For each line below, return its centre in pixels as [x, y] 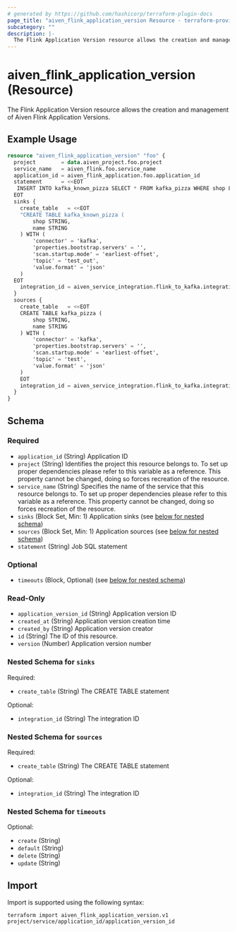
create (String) [39, 841]
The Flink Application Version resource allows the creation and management [118, 110]
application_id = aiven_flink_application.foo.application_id [107, 175]
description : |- [31, 34]
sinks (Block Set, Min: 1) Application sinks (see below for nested [111, 516]
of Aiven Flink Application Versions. [59, 117]
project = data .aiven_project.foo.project [88, 162]
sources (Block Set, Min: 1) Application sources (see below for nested [118, 531]
